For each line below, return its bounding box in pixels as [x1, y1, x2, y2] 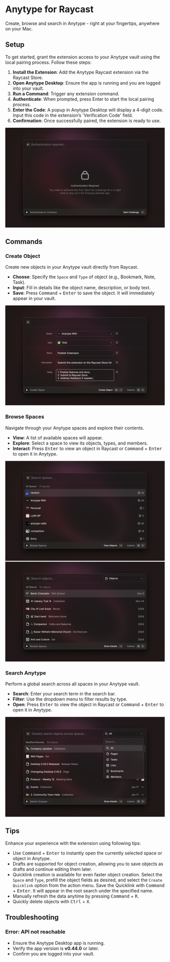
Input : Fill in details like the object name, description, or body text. [12, 285, 151, 291]
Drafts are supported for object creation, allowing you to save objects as [12, 861, 163, 867]
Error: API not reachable [5, 929, 66, 936]
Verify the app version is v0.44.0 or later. [12, 945, 99, 951]
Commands [5, 237, 43, 246]
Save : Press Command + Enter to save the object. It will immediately [12, 290, 155, 296]
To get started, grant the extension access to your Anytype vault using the [5, 54, 160, 60]
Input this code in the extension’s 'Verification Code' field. [12, 112, 133, 118]
